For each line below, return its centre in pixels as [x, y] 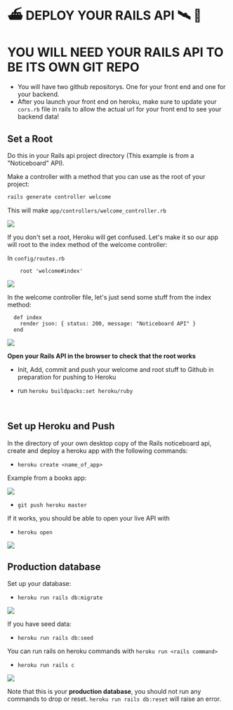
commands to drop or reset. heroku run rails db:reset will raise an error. [114, 699]
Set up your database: [39, 584]
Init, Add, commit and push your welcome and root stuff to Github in [115, 369]
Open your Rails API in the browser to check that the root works [102, 356]
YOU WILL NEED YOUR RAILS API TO [115, 52]
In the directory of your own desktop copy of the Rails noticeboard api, [109, 443]
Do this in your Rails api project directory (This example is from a [101, 155]
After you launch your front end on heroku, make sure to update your [117, 102]
